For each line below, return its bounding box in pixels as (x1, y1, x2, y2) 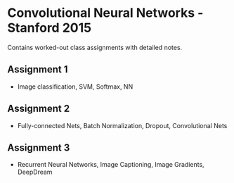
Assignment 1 (7, 63, 68, 75)
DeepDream (17, 168, 53, 177)
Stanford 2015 (7, 20, 92, 36)
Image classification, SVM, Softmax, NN (17, 82, 134, 91)
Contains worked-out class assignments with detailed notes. (7, 43, 183, 51)
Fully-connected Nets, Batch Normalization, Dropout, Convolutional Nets (17, 121, 228, 130)
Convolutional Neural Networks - (7, 5, 204, 21)
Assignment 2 (7, 103, 70, 115)
